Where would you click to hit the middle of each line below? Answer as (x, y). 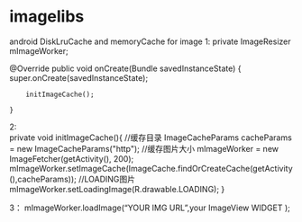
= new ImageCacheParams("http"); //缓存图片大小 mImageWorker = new (144, 148)
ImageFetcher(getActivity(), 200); (72, 158)
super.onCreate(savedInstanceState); (79, 77)
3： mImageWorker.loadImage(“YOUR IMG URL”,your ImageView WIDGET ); (150, 208)
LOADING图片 (110, 179)
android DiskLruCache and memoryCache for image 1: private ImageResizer (150, 41)
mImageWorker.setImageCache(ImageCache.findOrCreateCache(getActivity (151, 168)
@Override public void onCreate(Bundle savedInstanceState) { (125, 68)
